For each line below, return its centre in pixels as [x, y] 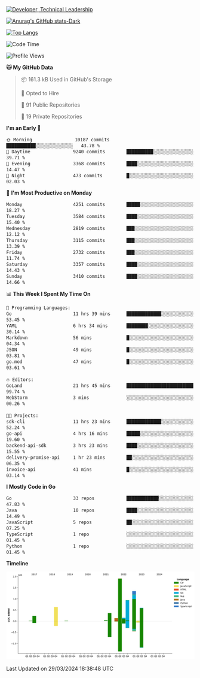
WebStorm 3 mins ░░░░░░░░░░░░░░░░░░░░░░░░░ [100, 398]
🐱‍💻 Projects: [22, 416]
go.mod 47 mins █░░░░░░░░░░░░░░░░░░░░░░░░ [100, 362]
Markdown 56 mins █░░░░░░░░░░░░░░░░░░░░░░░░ [100, 338]
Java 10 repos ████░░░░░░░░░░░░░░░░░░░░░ [100, 510]
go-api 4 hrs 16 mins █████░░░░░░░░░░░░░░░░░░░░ [100, 434]
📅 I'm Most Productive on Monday [49, 193]
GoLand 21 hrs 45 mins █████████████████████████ [100, 386]
